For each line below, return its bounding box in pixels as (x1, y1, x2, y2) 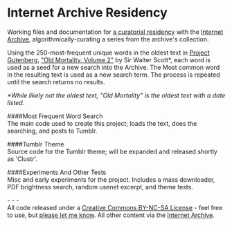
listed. (7, 98, 25, 106)
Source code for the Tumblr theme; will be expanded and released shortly (7, 147, 218, 156)
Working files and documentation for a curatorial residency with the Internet (7, 28, 224, 36)
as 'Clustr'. (7, 154, 38, 163)
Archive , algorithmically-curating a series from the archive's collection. (7, 35, 209, 43)
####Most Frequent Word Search (7, 112, 103, 120)
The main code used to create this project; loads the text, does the (7, 119, 197, 127)
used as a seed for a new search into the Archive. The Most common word (7, 63, 220, 71)
